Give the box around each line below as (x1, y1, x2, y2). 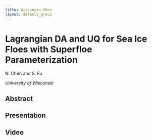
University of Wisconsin (5, 80, 54, 86)
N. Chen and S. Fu (5, 70, 43, 77)
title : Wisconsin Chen (5, 7, 52, 12)
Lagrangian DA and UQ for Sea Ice (5, 33, 148, 45)
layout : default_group (5, 12, 52, 17)
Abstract (5, 94, 33, 103)
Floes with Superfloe (5, 44, 93, 55)
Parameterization (5, 54, 78, 65)
